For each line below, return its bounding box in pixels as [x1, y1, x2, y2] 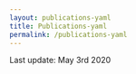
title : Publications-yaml [9, 22, 107, 31]
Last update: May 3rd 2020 [9, 55, 112, 66]
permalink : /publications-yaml [9, 30, 128, 39]
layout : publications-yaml [9, 13, 112, 23]
